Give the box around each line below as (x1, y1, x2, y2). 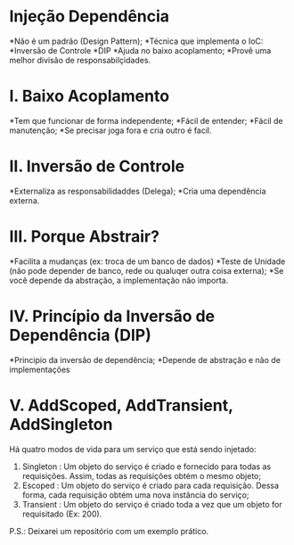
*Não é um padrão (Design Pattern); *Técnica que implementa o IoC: (9, 36, 264, 46)
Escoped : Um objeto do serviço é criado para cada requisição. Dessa (21, 480, 279, 491)
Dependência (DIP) (9, 325, 151, 345)
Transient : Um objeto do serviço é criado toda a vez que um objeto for (21, 499, 282, 509)
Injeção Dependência (9, 6, 170, 27)
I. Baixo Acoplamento (9, 87, 170, 106)
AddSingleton (9, 414, 113, 434)
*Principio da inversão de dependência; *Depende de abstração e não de (9, 354, 281, 365)
